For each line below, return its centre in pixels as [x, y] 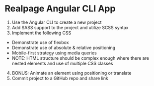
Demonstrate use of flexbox [40, 42]
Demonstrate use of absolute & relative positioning [64, 47]
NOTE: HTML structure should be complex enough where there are [80, 58]
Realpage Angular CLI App [60, 9]
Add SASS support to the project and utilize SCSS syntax [70, 27]
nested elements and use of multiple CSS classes [62, 63]
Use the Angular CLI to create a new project [57, 22]
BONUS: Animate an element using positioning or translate [72, 73]
